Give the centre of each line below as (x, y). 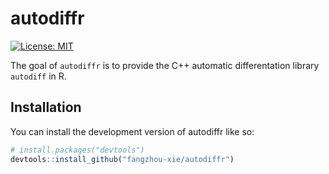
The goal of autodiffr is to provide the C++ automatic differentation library (165, 65)
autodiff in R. (38, 76)
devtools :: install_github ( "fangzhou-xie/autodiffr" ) (122, 159)
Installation (46, 107)
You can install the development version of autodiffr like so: (132, 131)
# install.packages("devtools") (77, 150)
